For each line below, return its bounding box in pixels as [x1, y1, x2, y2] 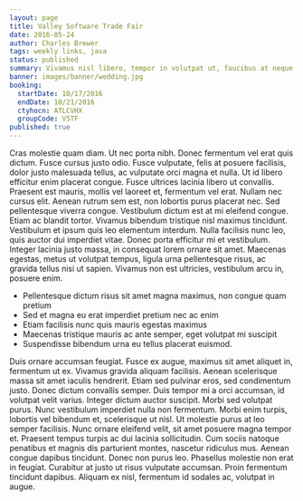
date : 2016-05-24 [9, 30, 75, 39]
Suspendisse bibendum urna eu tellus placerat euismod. [22, 339, 232, 349]
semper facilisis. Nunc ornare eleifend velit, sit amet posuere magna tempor [9, 423, 292, 434]
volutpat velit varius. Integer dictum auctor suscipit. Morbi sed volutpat [9, 395, 273, 405]
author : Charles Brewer [9, 38, 99, 48]
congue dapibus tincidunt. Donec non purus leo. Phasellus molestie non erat [9, 452, 294, 463]
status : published [9, 55, 79, 64]
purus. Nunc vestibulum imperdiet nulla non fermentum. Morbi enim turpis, [9, 404, 288, 415]
